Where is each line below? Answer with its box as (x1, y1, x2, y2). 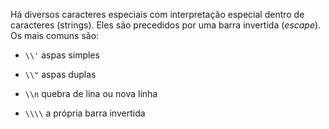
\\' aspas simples (24, 49, 100, 61)
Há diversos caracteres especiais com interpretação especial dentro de (10, 9, 305, 20)
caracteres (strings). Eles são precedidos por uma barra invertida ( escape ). (10, 19, 322, 31)
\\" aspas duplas (24, 69, 97, 80)
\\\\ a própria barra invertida (24, 107, 146, 119)
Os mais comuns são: (10, 30, 100, 41)
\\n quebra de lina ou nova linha (24, 88, 158, 99)
